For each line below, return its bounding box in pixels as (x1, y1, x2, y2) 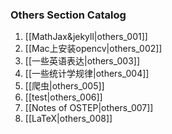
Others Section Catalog (10, 8, 127, 22)
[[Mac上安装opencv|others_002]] (24, 43, 163, 55)
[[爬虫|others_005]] (24, 80, 105, 92)
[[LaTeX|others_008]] (24, 113, 113, 125)
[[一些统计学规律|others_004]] (24, 68, 150, 80)
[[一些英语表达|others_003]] (24, 55, 141, 67)
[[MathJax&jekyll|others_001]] (24, 31, 148, 43)
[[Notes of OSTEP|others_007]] (24, 102, 154, 114)
